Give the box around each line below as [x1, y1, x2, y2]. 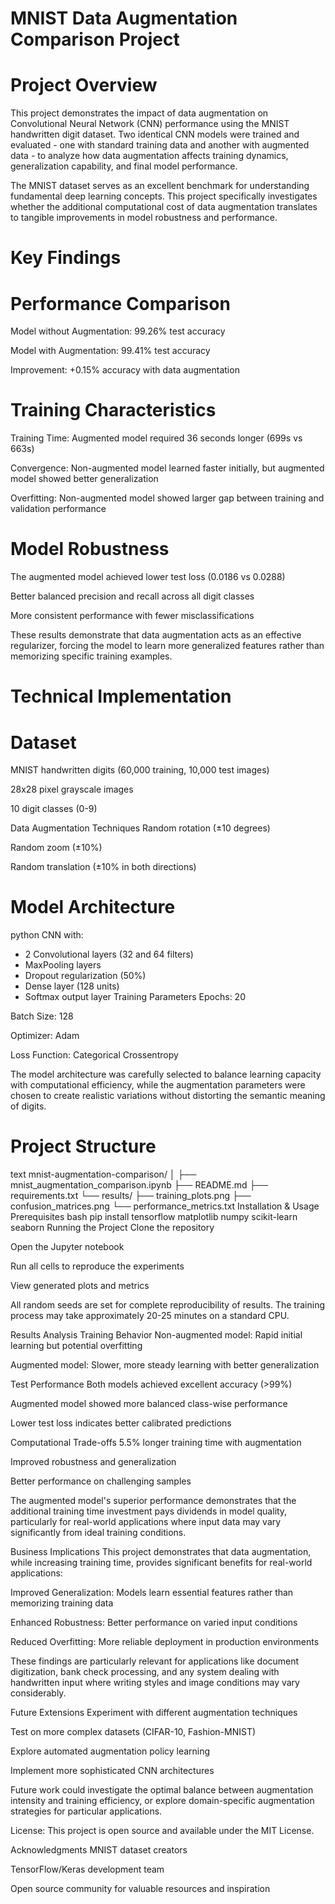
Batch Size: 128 [10, 1010, 74, 1022]
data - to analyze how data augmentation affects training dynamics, [10, 150, 289, 162]
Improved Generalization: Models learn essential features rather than [10, 1587, 294, 1599]
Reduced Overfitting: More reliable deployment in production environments [10, 1636, 320, 1648]
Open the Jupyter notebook [10, 1241, 125, 1253]
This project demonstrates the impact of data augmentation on [10, 107, 269, 119]
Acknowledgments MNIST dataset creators [10, 1844, 188, 1856]
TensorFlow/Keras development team [10, 1863, 165, 1876]
